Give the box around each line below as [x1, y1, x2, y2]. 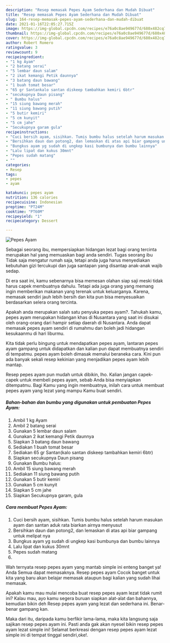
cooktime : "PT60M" [6, 209, 44, 214]
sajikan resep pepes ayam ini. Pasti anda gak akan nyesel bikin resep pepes [6, 621, 163, 627]
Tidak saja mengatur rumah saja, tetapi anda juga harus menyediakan [6, 257, 150, 263]
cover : [6, 36, 20, 41]
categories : [6, 162, 31, 167]
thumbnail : [6, 31, 29, 36]
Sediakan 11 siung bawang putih [13, 471, 80, 477]
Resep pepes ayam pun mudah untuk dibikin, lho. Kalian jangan [6, 372, 138, 378]
